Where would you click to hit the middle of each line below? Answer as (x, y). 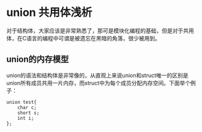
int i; (26, 118)
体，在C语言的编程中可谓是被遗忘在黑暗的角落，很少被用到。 (84, 38)
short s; (28, 113)
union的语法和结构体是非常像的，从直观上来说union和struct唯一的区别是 (97, 75)
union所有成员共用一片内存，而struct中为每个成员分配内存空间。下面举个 (99, 82)
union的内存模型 (38, 60)
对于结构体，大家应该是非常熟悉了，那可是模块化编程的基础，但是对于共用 (100, 31)
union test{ (21, 102)
